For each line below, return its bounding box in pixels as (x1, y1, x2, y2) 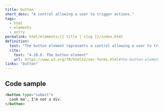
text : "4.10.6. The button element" (14, 52, 89, 57)
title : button (5, 7, 34, 12)
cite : (9, 48, 21, 53)
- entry (9, 30, 25, 35)
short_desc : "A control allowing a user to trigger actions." (5, 12, 134, 17)
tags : (5, 16, 16, 21)
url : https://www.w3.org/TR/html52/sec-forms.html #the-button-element (14, 57, 161, 62)
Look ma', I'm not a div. (9, 97, 62, 102)
